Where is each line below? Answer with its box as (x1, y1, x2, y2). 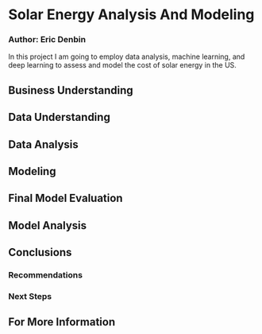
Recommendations (8, 270, 83, 281)
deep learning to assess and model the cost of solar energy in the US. (8, 60, 237, 70)
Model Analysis (8, 219, 87, 232)
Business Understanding (8, 83, 133, 97)
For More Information (8, 316, 116, 329)
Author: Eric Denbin (8, 34, 86, 45)
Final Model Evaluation (8, 192, 123, 205)
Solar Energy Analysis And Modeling (8, 6, 255, 24)
